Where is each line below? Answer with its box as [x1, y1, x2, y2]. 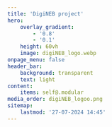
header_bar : [7, 63, 43, 70]
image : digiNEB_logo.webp [20, 50, 97, 57]
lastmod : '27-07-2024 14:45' [20, 109, 106, 116]
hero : [7, 17, 23, 24]
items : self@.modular [20, 89, 84, 96]
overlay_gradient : [20, 23, 74, 30]
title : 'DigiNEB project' [7, 10, 84, 18]
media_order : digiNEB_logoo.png [7, 96, 103, 103]
